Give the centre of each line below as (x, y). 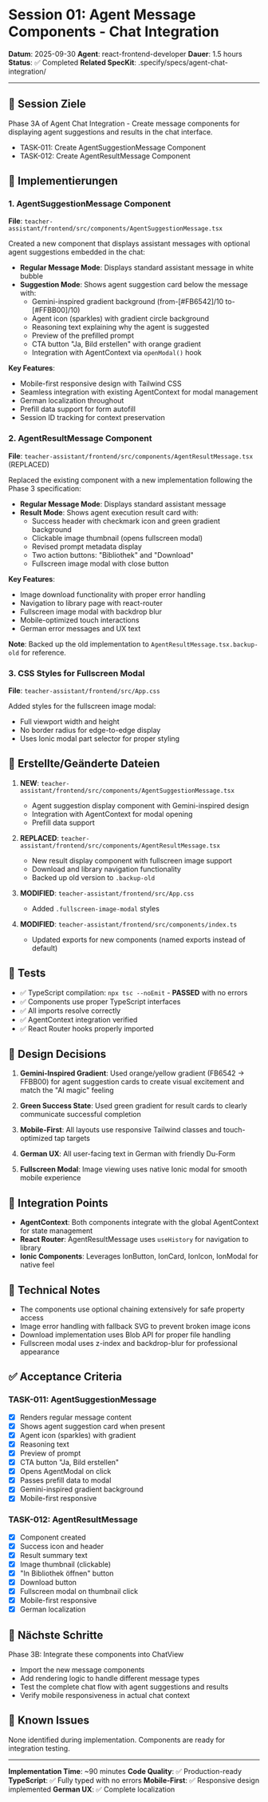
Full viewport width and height (69, 722)
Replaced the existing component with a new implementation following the (130, 480)
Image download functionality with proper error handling (112, 595)
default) (45, 948)
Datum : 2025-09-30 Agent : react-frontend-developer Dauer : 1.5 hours (125, 54)
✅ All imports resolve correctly (70, 1011)
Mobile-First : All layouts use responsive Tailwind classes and (120, 1130)
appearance (39, 1352)
